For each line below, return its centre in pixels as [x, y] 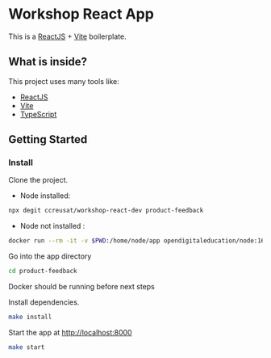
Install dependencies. [44, 302]
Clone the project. [38, 180]
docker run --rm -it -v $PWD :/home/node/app [84, 241]
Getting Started [48, 139]
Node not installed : [52, 226]
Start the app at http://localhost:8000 [70, 332]
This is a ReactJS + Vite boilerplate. [67, 36]
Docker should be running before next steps [81, 287]
